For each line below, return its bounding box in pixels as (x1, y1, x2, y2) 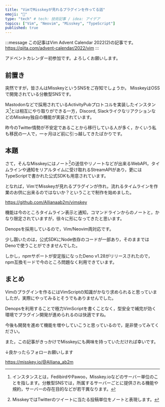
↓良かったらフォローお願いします (5, 349, 74, 355)
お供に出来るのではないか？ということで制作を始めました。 (13, 190, 134, 196)
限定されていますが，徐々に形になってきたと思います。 (13, 216, 125, 222)
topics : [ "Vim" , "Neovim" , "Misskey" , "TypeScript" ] (5, 21, 115, 26)
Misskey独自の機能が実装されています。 (13, 114, 95, 120)
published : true (5, 26, 38, 30)
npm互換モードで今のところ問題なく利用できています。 (5, 259, 117, 265)
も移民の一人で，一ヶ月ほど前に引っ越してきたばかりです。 (5, 131, 125, 137)
